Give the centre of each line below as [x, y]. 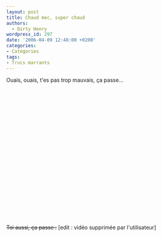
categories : [21, 46]
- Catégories [23, 52]
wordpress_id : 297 [29, 35]
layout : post [23, 12]
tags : [13, 57]
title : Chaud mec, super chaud [46, 18]
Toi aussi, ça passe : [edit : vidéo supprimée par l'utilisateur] [81, 227]
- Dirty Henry [29, 29]
